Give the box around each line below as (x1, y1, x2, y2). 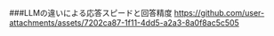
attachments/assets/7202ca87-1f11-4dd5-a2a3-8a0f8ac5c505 (9, 18, 240, 28)
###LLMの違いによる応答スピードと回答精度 (9, 8, 173, 18)
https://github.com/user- (173, 8, 265, 18)
